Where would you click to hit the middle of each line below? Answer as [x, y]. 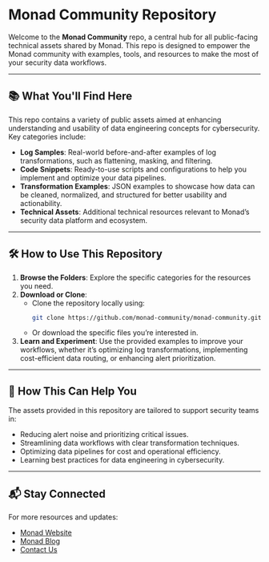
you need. [36, 285]
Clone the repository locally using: [88, 303]
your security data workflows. [58, 63]
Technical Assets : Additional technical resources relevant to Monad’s [134, 212]
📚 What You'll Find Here [70, 97]
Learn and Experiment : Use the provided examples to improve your [131, 342]
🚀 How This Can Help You [73, 391]
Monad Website [46, 533]
